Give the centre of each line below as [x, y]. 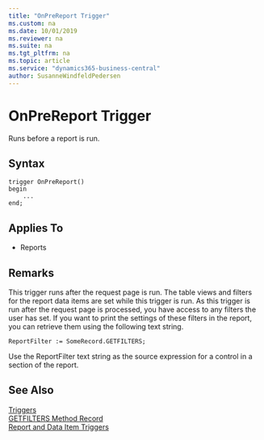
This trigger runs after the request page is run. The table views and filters [130, 292]
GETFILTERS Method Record [56, 418]
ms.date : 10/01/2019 [43, 31]
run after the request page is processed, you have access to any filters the [132, 309]
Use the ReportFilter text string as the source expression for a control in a [130, 356]
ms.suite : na [30, 46]
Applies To [36, 228]
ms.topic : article [39, 61]
